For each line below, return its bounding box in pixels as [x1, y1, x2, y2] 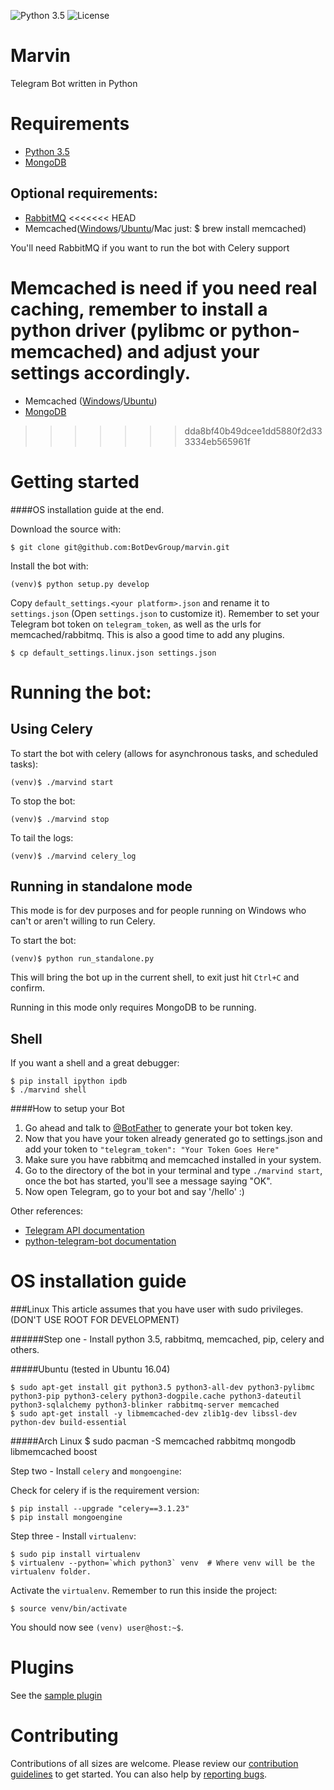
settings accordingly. [10, 361, 192, 384]
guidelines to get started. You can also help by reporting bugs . [10, 1768, 268, 1780]
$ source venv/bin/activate [10, 1604, 128, 1614]
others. [10, 1344, 40, 1356]
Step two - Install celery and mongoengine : [10, 1465, 182, 1477]
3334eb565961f [184, 435, 251, 447]
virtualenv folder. [10, 1567, 92, 1577]
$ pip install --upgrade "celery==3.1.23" [10, 1504, 190, 1514]
